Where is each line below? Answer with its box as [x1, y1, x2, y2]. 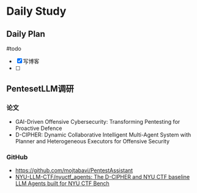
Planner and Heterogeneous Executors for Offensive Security [15, 137, 170, 145]
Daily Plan [6, 29, 46, 39]
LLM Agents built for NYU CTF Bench [15, 180, 110, 187]
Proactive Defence [15, 124, 62, 132]
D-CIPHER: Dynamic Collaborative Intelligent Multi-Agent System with [15, 131, 191, 138]
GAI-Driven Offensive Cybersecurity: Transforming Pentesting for [15, 118, 180, 125]
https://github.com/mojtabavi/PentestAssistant [15, 167, 133, 174]
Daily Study [6, 4, 67, 18]
